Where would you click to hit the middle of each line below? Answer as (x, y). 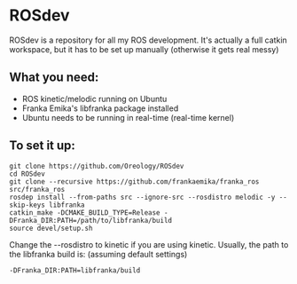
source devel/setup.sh (51, 228)
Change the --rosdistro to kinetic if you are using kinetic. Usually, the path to (149, 244)
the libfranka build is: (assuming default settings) (98, 254)
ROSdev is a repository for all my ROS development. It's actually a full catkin (148, 40)
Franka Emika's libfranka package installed (100, 108)
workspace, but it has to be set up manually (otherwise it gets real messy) (144, 49)
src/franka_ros (37, 189)
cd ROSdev (27, 174)
